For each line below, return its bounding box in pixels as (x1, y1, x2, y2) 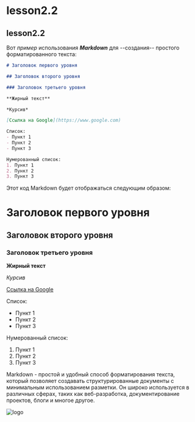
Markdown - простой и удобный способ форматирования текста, (6, 371, 175, 378)
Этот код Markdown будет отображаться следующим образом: (6, 184, 171, 192)
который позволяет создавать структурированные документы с (6, 377, 174, 385)
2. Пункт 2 (6, 168, 34, 174)
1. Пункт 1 (6, 162, 34, 168)
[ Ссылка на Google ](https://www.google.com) (6, 117, 121, 124)
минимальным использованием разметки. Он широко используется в (6, 384, 190, 391)
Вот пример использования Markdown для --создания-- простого (6, 44, 180, 51)
